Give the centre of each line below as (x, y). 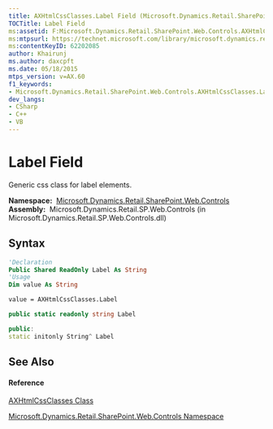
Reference (26, 383)
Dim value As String (43, 285)
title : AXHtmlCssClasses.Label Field (72, 16)
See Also (31, 362)
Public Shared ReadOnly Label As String (78, 269)
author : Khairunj (38, 54)
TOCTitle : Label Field (47, 24)
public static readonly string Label (72, 314)
